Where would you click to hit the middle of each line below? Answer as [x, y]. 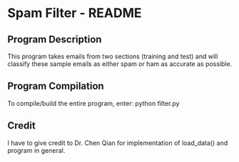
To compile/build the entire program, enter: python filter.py [93, 103]
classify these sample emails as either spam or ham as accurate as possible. [120, 64]
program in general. [36, 150]
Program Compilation [56, 86]
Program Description [55, 39]
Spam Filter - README [75, 13]
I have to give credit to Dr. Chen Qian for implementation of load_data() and [118, 143]
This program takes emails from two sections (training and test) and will [113, 56]
